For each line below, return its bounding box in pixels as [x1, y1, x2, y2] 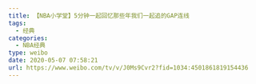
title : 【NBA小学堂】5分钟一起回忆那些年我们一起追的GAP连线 [8, 11, 190, 20]
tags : [8, 19, 26, 27]
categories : [8, 34, 48, 42]
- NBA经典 [15, 42, 46, 50]
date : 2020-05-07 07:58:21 [8, 57, 98, 65]
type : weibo [8, 49, 48, 57]
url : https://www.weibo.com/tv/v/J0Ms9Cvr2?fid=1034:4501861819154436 [8, 64, 249, 72]
